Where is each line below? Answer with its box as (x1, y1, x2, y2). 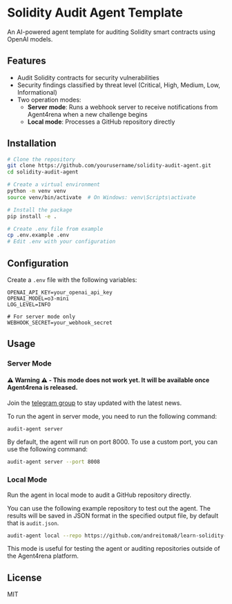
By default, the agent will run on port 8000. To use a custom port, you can (7, 437, 218, 446)
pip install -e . (7, 213, 57, 220)
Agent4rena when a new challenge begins (27, 110, 148, 118)
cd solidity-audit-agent (7, 169, 79, 176)
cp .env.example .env (7, 232, 70, 239)
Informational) (17, 88, 57, 96)
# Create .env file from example (7, 225, 104, 232)
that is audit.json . (7, 518, 59, 527)
